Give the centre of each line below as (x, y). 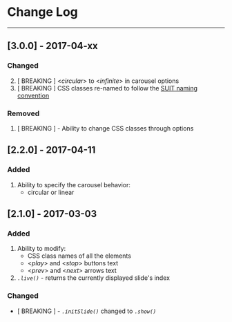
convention (33, 95)
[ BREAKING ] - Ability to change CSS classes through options (105, 128)
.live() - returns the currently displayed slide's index (94, 278)
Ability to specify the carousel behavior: (74, 184)
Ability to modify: (41, 249)
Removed (23, 113)
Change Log (42, 12)
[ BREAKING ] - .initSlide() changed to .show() (87, 311)
